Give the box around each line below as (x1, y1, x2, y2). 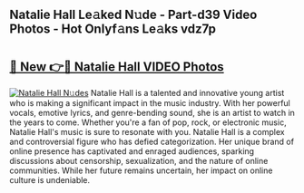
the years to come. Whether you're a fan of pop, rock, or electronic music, (9, 117, 288, 128)
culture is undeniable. (9, 175, 91, 185)
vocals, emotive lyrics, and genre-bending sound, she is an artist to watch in (9, 108, 295, 118)
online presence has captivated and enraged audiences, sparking (9, 146, 255, 157)
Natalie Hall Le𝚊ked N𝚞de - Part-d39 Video (9, 7, 258, 23)
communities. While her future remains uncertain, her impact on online (9, 165, 273, 176)
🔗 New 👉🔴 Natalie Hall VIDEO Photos (9, 59, 224, 74)
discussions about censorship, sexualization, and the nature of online (9, 156, 269, 166)
